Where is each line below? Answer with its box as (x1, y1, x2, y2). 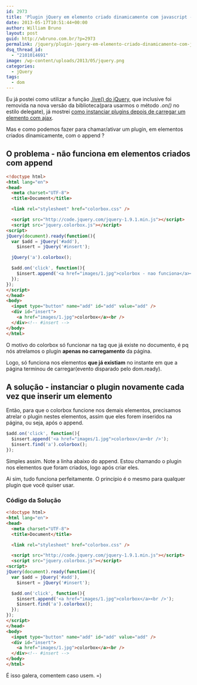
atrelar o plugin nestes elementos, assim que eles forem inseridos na (6, 413, 172, 420)
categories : (6, 63, 35, 69)
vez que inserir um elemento (6, 391, 113, 401)
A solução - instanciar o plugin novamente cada (6, 382, 185, 392)
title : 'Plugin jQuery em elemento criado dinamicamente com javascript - (6, 14, 193, 20)
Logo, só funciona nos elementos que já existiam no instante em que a (6, 359, 178, 366)
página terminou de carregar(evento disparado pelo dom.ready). (6, 365, 162, 372)
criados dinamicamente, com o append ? (6, 132, 105, 139)
